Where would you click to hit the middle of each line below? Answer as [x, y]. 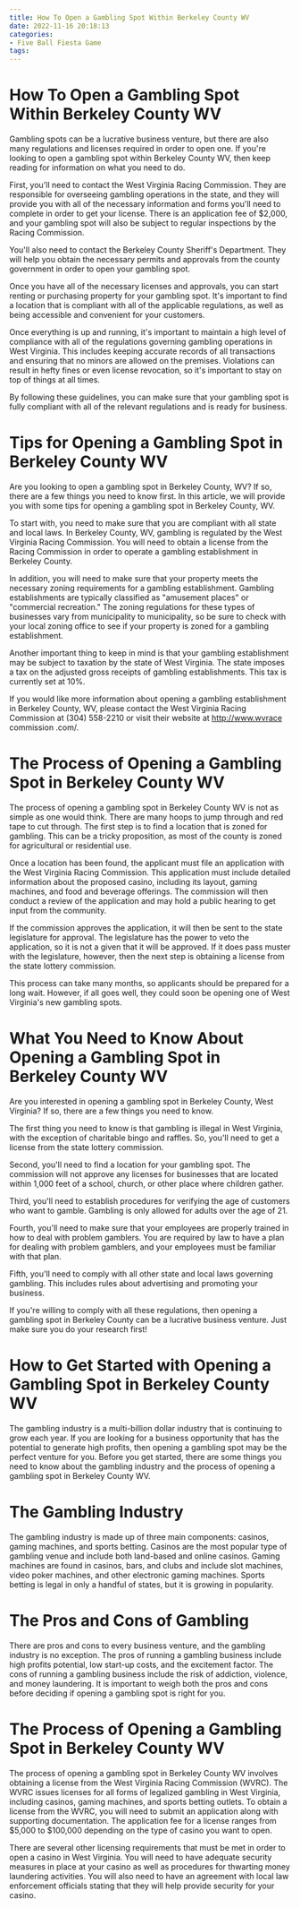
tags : [19, 51]
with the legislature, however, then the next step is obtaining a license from [147, 956]
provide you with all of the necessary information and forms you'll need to [145, 204]
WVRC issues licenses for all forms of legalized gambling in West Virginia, [145, 1792]
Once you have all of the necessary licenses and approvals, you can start [144, 287]
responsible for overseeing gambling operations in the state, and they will [144, 194]
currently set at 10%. [47, 681]
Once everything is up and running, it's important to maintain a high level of [148, 332]
